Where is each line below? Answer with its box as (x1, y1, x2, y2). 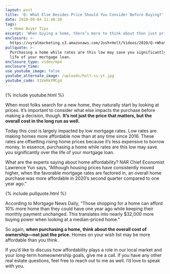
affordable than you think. (5, 237, 59, 243)
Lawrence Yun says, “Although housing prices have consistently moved (5, 164, 154, 170)
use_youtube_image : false (5, 69, 60, 74)
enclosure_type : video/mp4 (5, 59, 62, 64)
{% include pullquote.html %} (5, 190, 67, 197)
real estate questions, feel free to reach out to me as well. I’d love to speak (5, 257, 160, 263)
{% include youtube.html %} (5, 92, 64, 98)
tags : (5, 21, 17, 27)
